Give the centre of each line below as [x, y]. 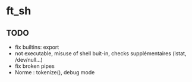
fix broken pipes [34, 66]
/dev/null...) [29, 60]
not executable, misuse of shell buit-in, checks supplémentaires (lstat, [100, 53]
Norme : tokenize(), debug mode [55, 72]
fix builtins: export [37, 47]
